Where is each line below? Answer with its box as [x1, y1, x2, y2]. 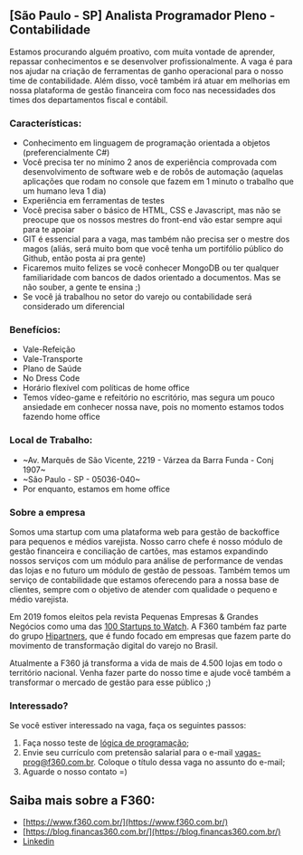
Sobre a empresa [9, 506, 86, 518]
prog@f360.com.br [22, 756, 94, 768]
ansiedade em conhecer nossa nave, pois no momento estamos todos [22, 402, 285, 413]
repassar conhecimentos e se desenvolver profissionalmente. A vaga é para [9, 55, 293, 67]
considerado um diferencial [22, 301, 125, 312]
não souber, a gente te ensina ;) [22, 281, 141, 293]
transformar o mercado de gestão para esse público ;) [9, 677, 212, 688]
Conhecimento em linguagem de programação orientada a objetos [22, 138, 270, 148]
